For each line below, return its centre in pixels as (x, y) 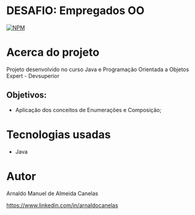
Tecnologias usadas (59, 134)
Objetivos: (27, 95)
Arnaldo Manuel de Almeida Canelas (52, 193)
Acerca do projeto (53, 52)
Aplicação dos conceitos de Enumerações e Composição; (88, 110)
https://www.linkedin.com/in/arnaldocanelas (62, 205)
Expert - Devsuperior (33, 76)
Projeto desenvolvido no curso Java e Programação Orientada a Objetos (98, 69)
